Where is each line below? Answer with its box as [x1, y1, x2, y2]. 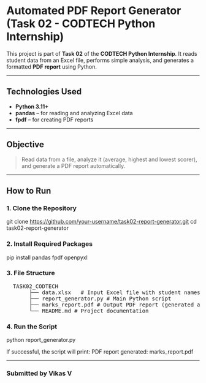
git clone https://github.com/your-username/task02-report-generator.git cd [6, 218, 197, 226]
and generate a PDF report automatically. [21, 162, 126, 169]
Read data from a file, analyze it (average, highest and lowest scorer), [21, 156, 197, 163]
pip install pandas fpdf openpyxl [6, 254, 88, 261]
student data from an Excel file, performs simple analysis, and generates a [6, 56, 194, 64]
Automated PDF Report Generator [6, 4, 181, 18]
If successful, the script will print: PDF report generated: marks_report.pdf [6, 348, 194, 355]
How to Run [6, 185, 51, 196]
